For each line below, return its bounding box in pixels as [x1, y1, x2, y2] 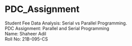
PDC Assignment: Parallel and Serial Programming [5, 25, 109, 31]
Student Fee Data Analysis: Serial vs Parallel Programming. [5, 20, 127, 26]
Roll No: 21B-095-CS [5, 36, 49, 42]
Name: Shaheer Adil [5, 30, 47, 36]
